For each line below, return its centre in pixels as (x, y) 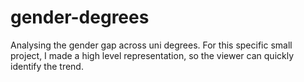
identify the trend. (47, 66)
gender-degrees (80, 17)
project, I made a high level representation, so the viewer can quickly (152, 55)
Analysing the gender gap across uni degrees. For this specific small (151, 45)
